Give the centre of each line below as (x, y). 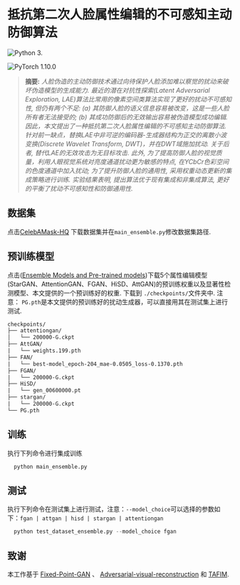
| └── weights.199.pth (44, 351)
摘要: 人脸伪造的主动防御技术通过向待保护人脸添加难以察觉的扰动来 (124, 81)
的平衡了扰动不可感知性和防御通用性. (79, 188)
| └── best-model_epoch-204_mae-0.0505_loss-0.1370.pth (95, 364)
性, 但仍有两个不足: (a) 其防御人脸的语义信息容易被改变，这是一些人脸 (127, 108)
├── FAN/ (20, 357)
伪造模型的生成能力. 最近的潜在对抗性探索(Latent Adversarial (120, 90)
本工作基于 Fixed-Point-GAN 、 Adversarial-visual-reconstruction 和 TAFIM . (118, 574)
